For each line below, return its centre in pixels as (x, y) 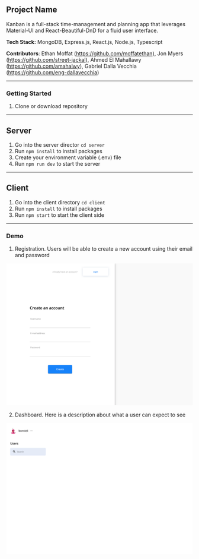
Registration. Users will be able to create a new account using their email (103, 249)
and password (32, 255)
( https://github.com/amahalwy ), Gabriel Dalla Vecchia (72, 66)
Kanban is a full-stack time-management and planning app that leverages (96, 24)
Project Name (32, 10)
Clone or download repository (51, 106)
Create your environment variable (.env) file (68, 157)
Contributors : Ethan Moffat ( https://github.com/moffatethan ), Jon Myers (95, 53)
